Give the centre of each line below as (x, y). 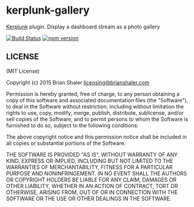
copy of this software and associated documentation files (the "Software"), (97, 100)
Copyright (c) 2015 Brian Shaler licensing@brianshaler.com (78, 82)
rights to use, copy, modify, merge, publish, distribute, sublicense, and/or (95, 112)
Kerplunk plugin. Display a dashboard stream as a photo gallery (83, 27)
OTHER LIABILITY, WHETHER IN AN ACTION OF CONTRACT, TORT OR (92, 186)
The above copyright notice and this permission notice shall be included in (96, 137)
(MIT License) (23, 71)
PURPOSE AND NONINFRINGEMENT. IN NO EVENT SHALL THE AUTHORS (97, 173)
